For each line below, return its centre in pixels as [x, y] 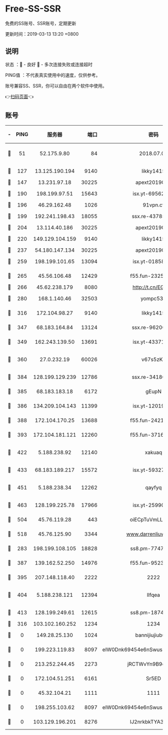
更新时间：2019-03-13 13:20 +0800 [42, 34]
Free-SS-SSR [33, 9]
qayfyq [153, 487]
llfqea [153, 595]
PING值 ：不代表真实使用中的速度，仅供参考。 [53, 75]
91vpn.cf [153, 205]
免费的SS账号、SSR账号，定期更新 [41, 23]
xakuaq [153, 452]
